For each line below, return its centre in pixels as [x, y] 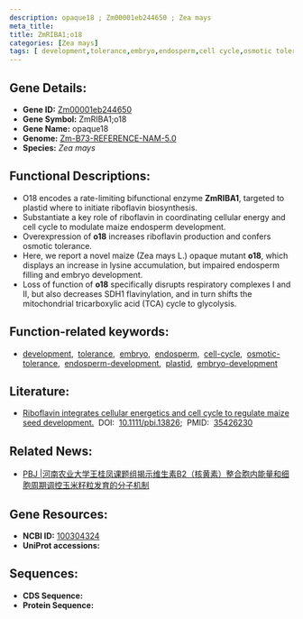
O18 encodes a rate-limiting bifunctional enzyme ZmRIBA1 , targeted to [153, 198]
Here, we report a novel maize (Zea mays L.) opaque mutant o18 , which [155, 255]
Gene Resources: [59, 514]
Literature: [40, 391]
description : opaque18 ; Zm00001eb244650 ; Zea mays [110, 18]
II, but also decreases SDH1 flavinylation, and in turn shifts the [137, 293]
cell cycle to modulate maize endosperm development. [124, 226]
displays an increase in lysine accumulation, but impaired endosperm [151, 265]
